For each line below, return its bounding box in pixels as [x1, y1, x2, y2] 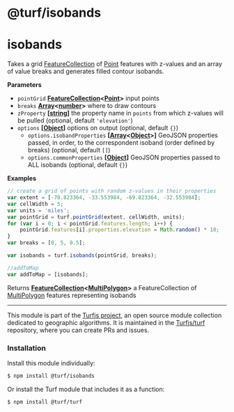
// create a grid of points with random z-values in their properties [7, 188, 217, 195]
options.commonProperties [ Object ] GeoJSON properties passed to [27, 153, 221, 161]
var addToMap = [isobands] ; [7, 271, 89, 278]
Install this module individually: [7, 358, 95, 367]
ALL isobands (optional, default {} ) [27, 161, 128, 169]
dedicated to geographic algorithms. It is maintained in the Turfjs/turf [7, 318, 205, 326]
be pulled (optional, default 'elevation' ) [17, 116, 134, 125]
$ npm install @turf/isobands [7, 372, 95, 379]
